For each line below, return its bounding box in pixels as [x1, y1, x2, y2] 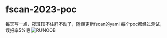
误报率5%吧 [5, 27, 30, 33]
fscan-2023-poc [5, 4, 77, 15]
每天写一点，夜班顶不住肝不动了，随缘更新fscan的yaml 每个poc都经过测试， [5, 21, 164, 27]
